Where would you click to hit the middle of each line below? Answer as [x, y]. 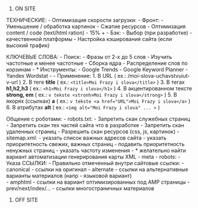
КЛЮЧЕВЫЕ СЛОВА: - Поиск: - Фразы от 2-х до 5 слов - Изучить [89, 57]
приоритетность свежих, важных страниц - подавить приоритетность [95, 144]
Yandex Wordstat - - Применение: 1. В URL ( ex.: [66, 76]
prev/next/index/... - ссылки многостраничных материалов [80, 188]
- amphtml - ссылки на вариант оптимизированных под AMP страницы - [98, 182]
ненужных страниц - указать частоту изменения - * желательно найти [96, 150]
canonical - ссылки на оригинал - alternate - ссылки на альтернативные [97, 169]
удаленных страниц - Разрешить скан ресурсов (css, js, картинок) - [93, 131]
